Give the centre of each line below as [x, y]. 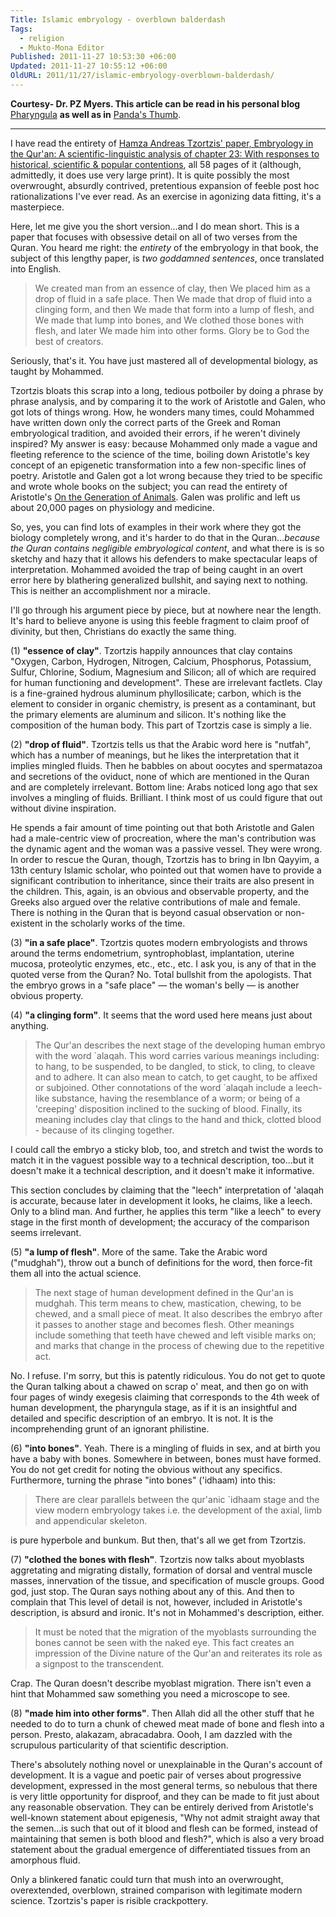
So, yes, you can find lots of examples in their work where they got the [156, 527]
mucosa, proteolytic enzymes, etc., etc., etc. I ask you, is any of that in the [163, 963]
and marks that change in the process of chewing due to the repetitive [179, 1345]
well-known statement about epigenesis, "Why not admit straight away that [165, 1817]
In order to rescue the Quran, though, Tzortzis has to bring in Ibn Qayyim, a [165, 859]
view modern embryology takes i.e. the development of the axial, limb [178, 1510]
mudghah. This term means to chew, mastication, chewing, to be [168, 1303]
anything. [30, 1025]
